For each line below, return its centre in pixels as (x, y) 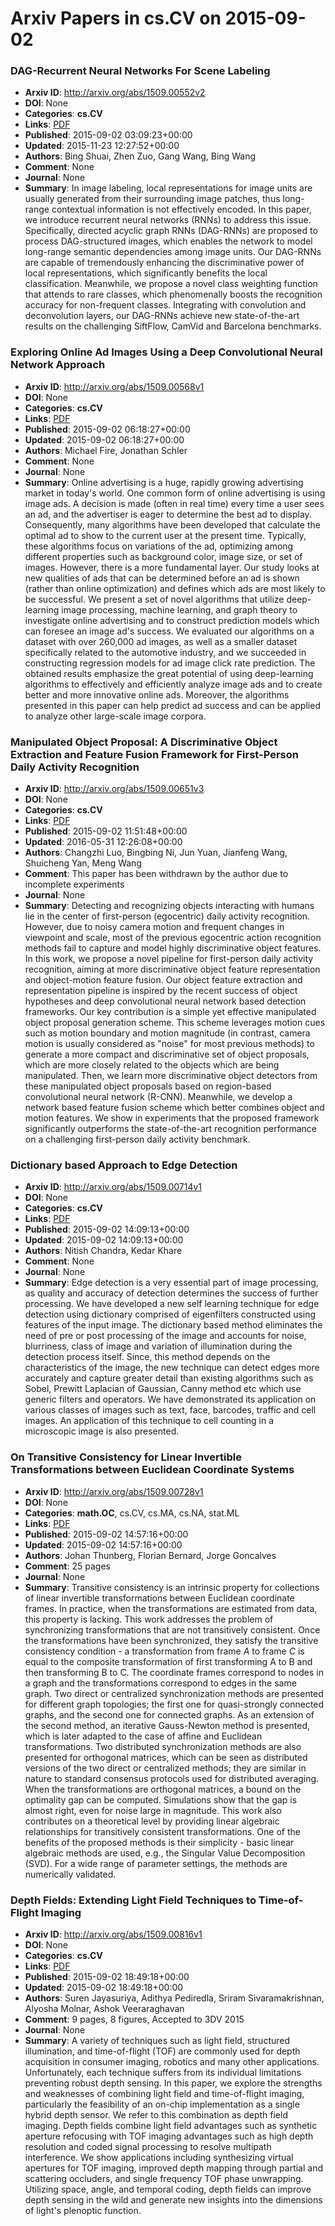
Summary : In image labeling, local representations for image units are (168, 188)
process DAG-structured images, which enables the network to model (168, 241)
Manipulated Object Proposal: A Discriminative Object (144, 742)
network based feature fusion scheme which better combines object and (174, 1108)
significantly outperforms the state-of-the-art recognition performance (170, 1129)
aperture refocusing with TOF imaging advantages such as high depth (169, 2136)
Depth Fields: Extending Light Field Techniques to (133, 1900)
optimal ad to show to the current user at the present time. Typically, (165, 535)
